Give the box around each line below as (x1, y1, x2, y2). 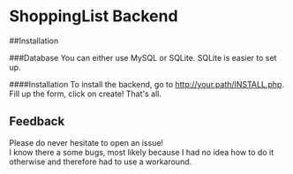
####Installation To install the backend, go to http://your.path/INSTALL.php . (9, 79, 285, 89)
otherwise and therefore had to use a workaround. (9, 156, 192, 167)
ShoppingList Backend (9, 6, 178, 26)
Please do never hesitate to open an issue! (9, 137, 164, 148)
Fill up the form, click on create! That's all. (9, 88, 162, 99)
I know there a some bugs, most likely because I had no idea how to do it (9, 147, 274, 157)
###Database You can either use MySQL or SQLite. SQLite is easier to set (9, 52, 277, 63)
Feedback (9, 114, 65, 129)
